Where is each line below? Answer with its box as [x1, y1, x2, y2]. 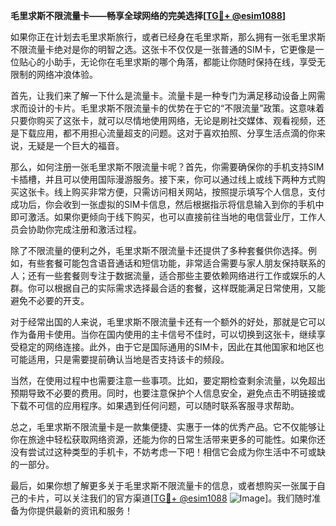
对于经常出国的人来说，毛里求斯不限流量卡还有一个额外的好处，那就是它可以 [10, 316, 326, 328]
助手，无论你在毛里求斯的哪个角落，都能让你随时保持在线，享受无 [53, 56, 326, 68]
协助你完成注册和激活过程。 [27, 224, 142, 235]
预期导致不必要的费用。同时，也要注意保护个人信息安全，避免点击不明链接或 [10, 387, 326, 399]
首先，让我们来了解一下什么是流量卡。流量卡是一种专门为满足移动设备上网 [10, 90, 317, 101]
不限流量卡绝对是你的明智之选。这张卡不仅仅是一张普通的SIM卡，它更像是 [10, 44, 316, 55]
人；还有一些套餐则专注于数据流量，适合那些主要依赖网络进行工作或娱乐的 [10, 270, 317, 281]
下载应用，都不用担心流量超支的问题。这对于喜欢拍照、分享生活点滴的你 [18, 127, 317, 139]
